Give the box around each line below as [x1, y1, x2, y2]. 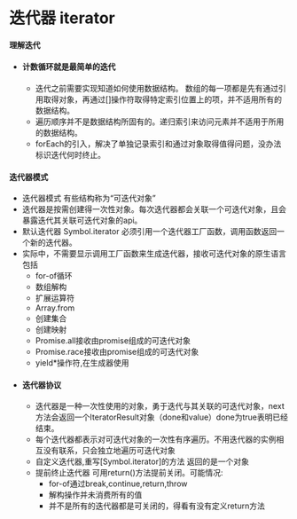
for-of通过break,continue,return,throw [48, 478, 188, 489]
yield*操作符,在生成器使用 [35, 358, 130, 368]
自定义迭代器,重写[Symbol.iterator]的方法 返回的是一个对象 [35, 456, 250, 467]
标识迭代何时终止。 [35, 149, 106, 160]
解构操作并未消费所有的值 [48, 490, 143, 500]
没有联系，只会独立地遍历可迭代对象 [43, 445, 176, 456]
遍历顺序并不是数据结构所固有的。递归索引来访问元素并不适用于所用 [35, 116, 285, 127]
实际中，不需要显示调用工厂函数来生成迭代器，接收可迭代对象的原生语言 [21, 248, 286, 259]
